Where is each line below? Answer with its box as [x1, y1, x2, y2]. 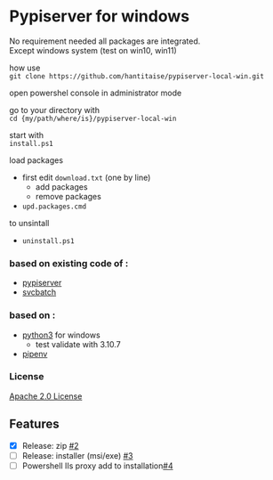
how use [9, 62, 41, 73]
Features [9, 417, 60, 432]
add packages [35, 181, 88, 192]
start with [9, 129, 44, 140]
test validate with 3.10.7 [35, 338, 122, 349]
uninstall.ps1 [21, 236, 75, 246]
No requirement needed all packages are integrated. [9, 36, 201, 46]
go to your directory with [9, 104, 100, 115]
